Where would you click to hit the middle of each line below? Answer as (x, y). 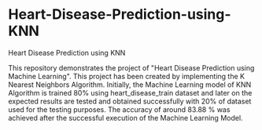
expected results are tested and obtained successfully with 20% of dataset (130, 101)
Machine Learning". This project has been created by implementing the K (127, 76)
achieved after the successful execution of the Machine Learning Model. (125, 117)
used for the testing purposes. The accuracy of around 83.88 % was (119, 109)
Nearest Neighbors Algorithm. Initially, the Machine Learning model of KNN (130, 85)
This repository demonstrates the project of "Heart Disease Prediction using (131, 67)
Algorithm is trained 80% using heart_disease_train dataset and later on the (130, 92)
